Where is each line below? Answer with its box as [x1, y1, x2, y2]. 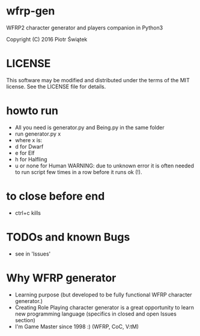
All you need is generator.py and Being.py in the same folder [14, 124, 165, 131]
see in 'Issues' [14, 250, 51, 257]
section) [14, 316, 36, 323]
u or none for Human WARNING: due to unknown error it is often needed [14, 162, 194, 169]
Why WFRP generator [6, 271, 117, 284]
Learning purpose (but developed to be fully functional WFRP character [14, 291, 192, 298]
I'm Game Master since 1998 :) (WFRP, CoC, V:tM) [14, 323, 139, 330]
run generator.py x [14, 130, 61, 137]
